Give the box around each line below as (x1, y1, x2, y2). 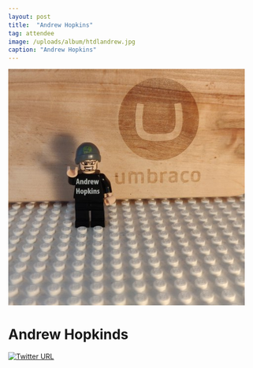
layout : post (8, 13, 51, 20)
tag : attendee (8, 29, 55, 37)
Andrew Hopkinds (8, 325, 128, 344)
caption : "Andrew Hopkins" (8, 46, 97, 54)
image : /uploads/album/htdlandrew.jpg (8, 38, 136, 46)
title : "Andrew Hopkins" (8, 20, 93, 29)
